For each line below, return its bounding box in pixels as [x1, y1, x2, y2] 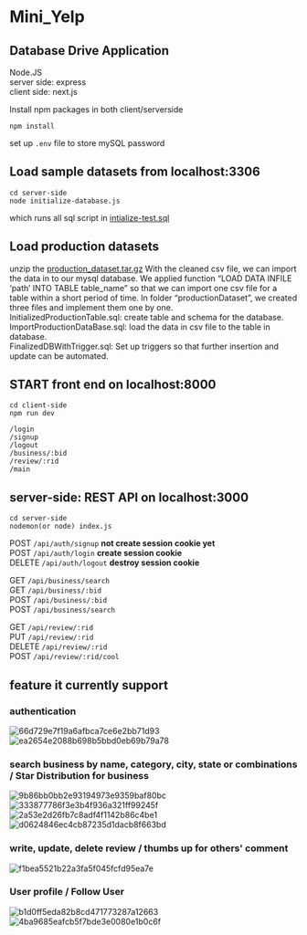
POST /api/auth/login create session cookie [9, 548, 183, 559]
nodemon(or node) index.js [9, 522, 112, 531]
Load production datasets [9, 239, 160, 255]
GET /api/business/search [9, 575, 111, 586]
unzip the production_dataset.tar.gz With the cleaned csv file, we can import [9, 263, 297, 274]
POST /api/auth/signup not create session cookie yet [9, 538, 216, 549]
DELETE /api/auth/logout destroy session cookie [9, 557, 200, 568]
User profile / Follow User [9, 886, 125, 898]
